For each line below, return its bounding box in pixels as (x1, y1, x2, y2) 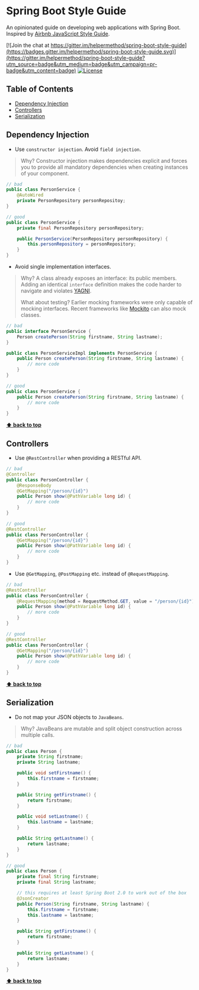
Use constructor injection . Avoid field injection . (14, 146, 142, 153)
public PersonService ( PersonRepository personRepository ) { (17, 236, 168, 242)
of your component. (20, 169, 69, 176)
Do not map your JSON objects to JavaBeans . (14, 713, 124, 720)
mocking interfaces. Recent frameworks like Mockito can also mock (20, 305, 187, 313)
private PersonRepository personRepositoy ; (17, 198, 126, 204)
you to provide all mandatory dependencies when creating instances (20, 163, 188, 171)
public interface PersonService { (6, 328, 92, 334)
